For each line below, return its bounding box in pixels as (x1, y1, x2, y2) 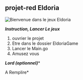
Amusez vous (12, 51, 40, 56)
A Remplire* (5, 69, 29, 75)
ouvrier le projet (12, 35, 44, 41)
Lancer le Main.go (12, 45, 48, 51)
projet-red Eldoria (5, 4, 59, 12)
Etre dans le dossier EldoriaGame (12, 40, 79, 46)
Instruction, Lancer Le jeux (5, 26, 60, 32)
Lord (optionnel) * (5, 60, 41, 66)
